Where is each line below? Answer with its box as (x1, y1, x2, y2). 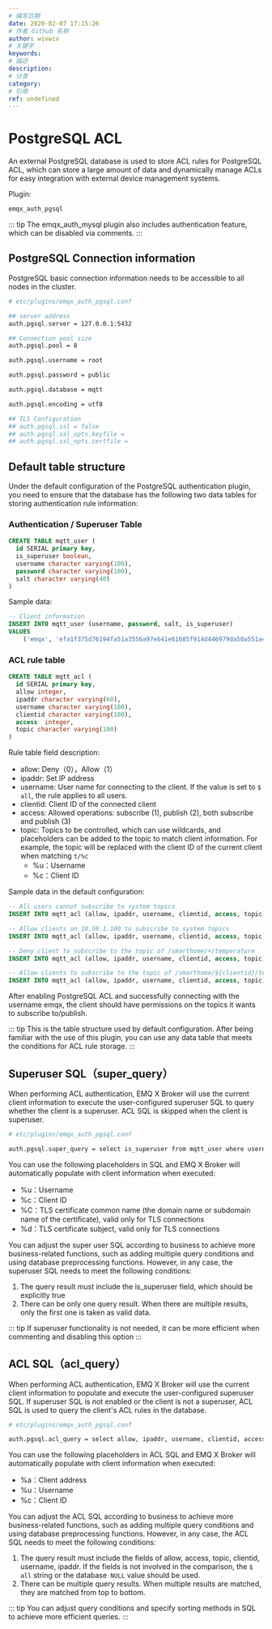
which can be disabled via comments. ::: (8, 228, 143, 238)
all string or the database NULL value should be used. (19, 1571, 201, 1580)
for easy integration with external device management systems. (8, 173, 221, 183)
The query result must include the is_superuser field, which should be (19, 1281, 253, 1291)
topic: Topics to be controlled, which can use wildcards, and (19, 825, 221, 835)
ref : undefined (8, 95, 60, 103)
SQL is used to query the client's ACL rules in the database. (8, 1405, 207, 1414)
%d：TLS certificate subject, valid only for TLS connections (19, 1224, 220, 1234)
